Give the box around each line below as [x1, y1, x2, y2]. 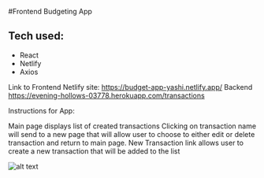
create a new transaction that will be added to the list [8, 146, 180, 156]
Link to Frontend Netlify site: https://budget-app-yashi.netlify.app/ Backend [8, 82, 253, 91]
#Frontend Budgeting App [8, 7, 93, 16]
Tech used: [8, 29, 65, 43]
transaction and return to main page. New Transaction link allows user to [8, 138, 244, 147]
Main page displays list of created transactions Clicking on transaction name [8, 121, 257, 131]
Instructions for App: [8, 106, 75, 115]
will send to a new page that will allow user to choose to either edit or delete [8, 129, 255, 139]
